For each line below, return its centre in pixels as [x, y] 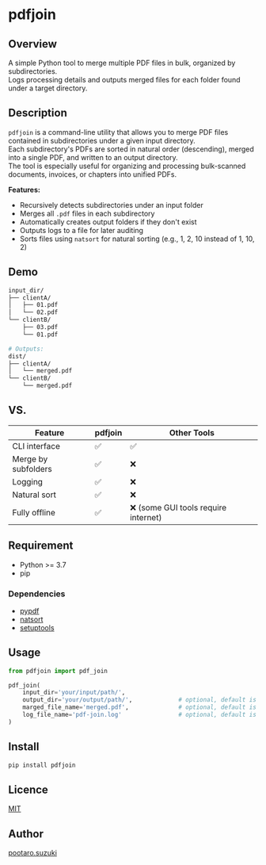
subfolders [32, 469]
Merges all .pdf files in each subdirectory [87, 213]
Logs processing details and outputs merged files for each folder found [124, 80]
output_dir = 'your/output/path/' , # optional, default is [140, 700]
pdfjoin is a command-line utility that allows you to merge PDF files [118, 132]
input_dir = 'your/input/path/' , [74, 693]
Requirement [41, 546]
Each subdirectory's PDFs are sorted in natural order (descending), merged [131, 149]
